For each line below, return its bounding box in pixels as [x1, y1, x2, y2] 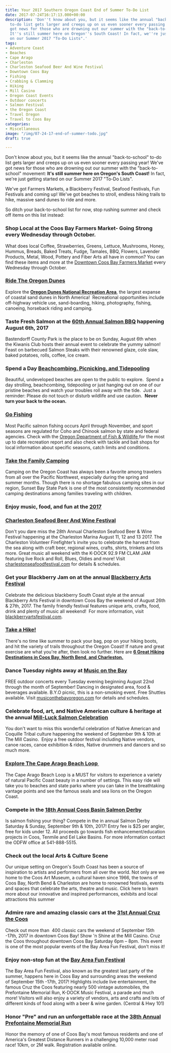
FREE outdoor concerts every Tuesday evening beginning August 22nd [5, 678, 154, 685]
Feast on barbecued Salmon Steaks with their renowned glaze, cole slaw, [5, 347, 159, 353]
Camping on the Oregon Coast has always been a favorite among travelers [5, 469, 162, 475]
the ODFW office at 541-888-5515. [5, 839, 77, 846]
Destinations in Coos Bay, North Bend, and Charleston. [5, 654, 124, 660]
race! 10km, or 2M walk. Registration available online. [5, 1042, 117, 1048]
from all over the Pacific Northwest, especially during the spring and [5, 474, 149, 480]
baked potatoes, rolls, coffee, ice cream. [5, 352, 90, 358]
